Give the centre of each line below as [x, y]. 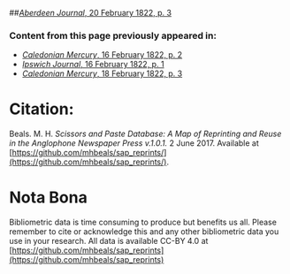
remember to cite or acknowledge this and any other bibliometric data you [144, 232]
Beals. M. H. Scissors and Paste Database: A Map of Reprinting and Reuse [145, 134]
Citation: [42, 109]
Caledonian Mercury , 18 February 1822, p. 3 [102, 73]
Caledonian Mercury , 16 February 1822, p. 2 [102, 55]
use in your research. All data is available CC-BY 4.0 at [109, 241]
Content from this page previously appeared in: [113, 35]
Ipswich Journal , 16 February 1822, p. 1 [93, 65]
